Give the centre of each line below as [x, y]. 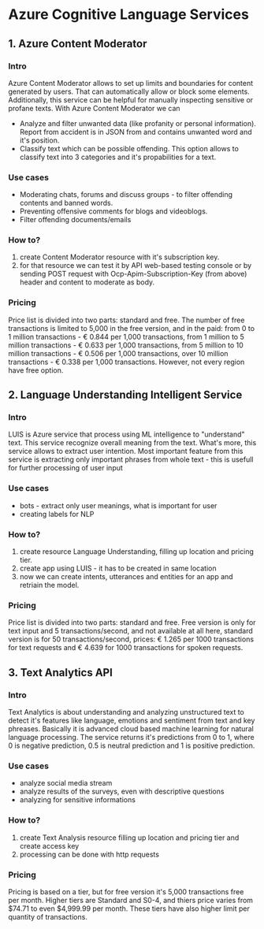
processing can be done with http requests [89, 854]
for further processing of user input [66, 468]
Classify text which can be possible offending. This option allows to [129, 148]
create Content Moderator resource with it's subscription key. [119, 257]
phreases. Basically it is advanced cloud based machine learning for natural [131, 729]
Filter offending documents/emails [75, 220]
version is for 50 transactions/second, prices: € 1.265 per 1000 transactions [131, 639]
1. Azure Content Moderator [78, 44]
